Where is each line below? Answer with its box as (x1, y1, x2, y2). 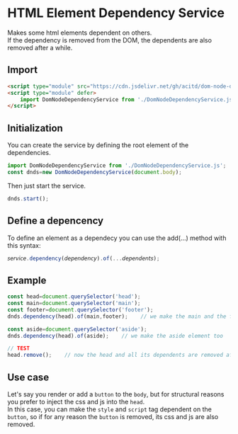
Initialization (7, 122, 64, 134)
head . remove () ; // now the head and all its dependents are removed (7, 352, 223, 359)
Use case (7, 371, 50, 383)
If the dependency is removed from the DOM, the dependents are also (7, 35, 212, 44)
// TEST (7, 345, 30, 352)
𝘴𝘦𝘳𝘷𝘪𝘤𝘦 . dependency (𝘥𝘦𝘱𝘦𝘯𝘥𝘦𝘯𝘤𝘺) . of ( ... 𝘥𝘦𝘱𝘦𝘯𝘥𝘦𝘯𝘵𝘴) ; (7, 255, 160, 262)
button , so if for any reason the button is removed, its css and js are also (7, 413, 219, 421)
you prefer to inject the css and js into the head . (7, 398, 145, 406)
